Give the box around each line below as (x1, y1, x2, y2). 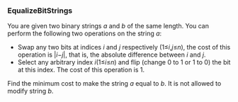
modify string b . (7, 87, 54, 96)
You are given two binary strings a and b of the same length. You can (7, 22, 210, 30)
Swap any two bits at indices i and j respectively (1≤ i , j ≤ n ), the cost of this (17, 43, 231, 52)
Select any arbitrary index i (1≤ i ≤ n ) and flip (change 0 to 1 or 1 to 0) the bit (17, 58, 231, 67)
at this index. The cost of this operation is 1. (17, 66, 145, 74)
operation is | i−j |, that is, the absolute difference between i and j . (17, 50, 206, 59)
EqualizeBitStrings (7, 6, 73, 16)
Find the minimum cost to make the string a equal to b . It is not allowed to (7, 79, 222, 88)
